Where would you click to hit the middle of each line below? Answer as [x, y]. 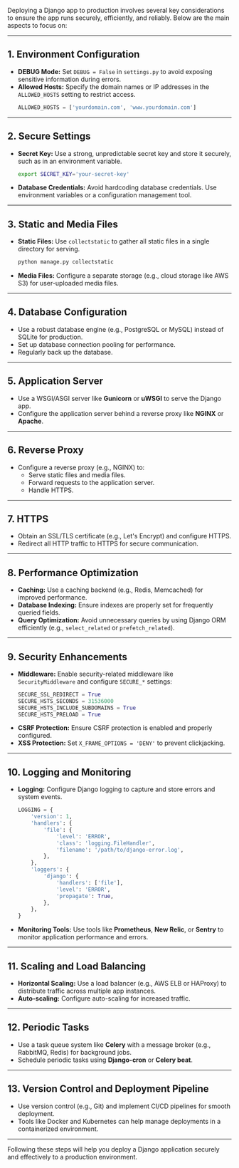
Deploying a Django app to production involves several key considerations [116, 10]
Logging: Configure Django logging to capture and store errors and [116, 789]
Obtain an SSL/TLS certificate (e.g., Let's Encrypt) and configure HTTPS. [124, 536]
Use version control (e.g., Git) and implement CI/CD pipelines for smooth [124, 1106]
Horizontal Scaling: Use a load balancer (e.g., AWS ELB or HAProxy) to [122, 983]
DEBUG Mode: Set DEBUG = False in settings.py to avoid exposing [115, 71]
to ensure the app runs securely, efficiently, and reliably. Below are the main [118, 18]
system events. [40, 797]
